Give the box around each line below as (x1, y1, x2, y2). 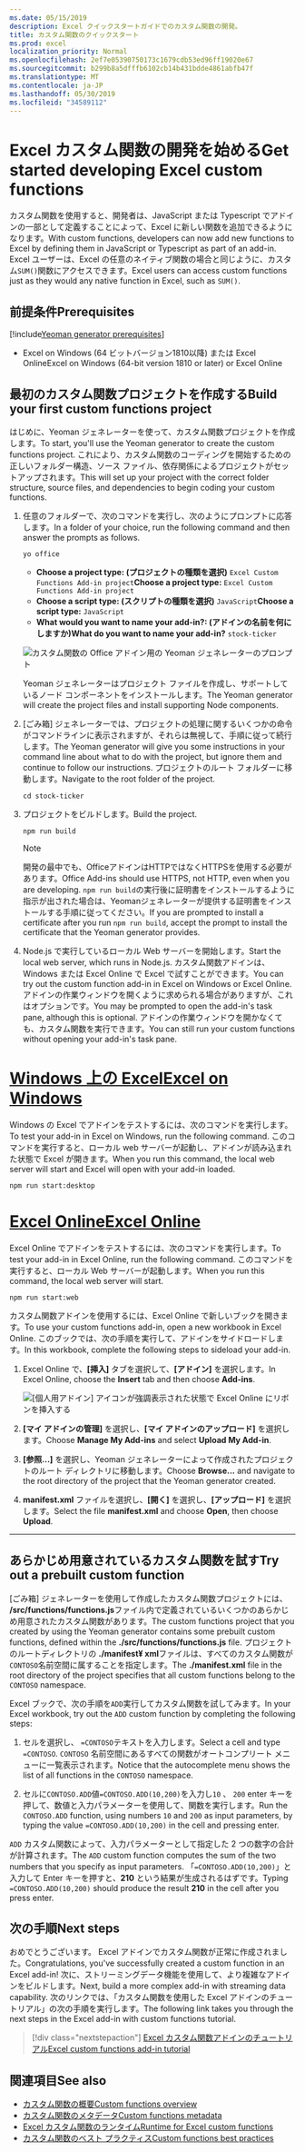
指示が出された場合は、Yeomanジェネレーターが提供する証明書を (22, 895, 269, 906)
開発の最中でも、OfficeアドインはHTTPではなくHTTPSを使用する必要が (22, 861, 292, 872)
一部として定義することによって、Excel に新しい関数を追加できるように (25, 222, 293, 233)
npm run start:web (9, 1292, 79, 1302)
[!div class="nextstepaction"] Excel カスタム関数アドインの (31, 2032, 253, 2043)
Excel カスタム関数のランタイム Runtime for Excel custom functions (22, 2121, 274, 2132)
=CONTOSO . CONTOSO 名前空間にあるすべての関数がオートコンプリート (22, 1748, 273, 1758)
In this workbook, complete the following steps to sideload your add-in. (24, 1344, 291, 1355)
